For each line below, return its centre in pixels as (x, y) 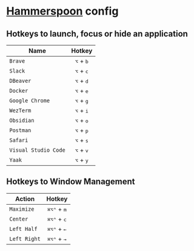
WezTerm (20, 111)
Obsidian (22, 120)
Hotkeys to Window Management (71, 182)
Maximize (22, 209)
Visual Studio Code (37, 150)
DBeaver (20, 81)
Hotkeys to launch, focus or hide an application (97, 34)
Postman (20, 130)
